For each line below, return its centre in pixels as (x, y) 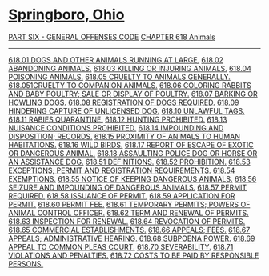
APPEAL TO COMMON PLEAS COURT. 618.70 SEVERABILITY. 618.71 (121, 246)
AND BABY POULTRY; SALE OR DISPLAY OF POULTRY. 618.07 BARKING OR (133, 94)
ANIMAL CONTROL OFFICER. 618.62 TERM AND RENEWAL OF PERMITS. (129, 213)
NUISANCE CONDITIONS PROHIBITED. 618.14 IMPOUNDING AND (116, 128)
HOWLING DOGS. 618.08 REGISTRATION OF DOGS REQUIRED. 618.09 (124, 102)
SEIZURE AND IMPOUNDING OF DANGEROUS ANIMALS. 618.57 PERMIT (128, 187)
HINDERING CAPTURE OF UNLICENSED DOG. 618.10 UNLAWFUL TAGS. (127, 110)
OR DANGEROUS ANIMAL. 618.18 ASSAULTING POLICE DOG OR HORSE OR (133, 153)
